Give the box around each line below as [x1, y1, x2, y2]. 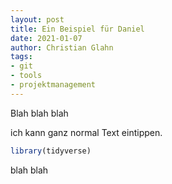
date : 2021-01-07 [10, 33, 83, 43]
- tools [10, 71, 43, 81]
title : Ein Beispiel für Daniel [10, 24, 145, 34]
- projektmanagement [10, 80, 97, 90]
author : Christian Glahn [10, 42, 114, 53]
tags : [10, 52, 33, 62]
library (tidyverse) [10, 146, 92, 156]
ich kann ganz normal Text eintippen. [10, 126, 163, 138]
